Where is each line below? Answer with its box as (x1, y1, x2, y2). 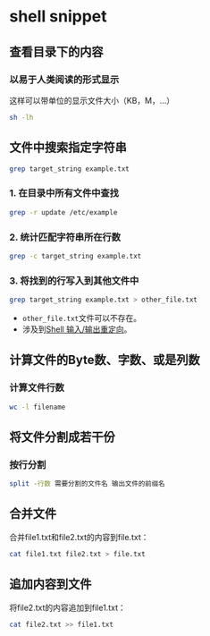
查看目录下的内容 (9, 44, 104, 59)
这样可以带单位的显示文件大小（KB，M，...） (9, 95, 175, 106)
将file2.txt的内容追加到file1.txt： (9, 602, 127, 613)
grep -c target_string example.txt (9, 251, 142, 260)
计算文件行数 (9, 382, 65, 394)
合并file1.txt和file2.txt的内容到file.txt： (9, 531, 149, 542)
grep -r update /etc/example (9, 208, 118, 216)
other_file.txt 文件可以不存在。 (21, 312, 142, 323)
